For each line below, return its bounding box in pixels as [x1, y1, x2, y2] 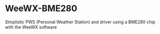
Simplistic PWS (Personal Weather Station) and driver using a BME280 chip [5, 19, 156, 25]
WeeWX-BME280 [5, 3, 78, 14]
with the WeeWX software [5, 24, 57, 30]
